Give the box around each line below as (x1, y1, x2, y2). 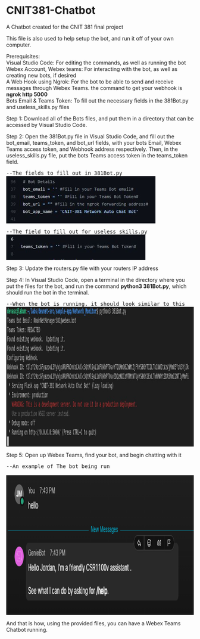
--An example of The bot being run (6, 463, 110, 470)
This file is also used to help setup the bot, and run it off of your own (6, 35, 174, 42)
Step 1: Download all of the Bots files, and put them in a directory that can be (6, 114, 194, 122)
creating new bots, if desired (6, 72, 77, 79)
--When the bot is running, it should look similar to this (6, 300, 186, 307)
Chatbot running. (6, 626, 48, 633)
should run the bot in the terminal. (6, 289, 89, 296)
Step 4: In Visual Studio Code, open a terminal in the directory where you (6, 276, 185, 283)
